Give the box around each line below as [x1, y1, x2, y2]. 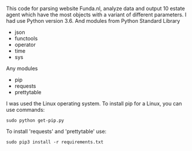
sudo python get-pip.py [6, 118, 65, 123]
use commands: [6, 107, 45, 113]
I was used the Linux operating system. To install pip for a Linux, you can [6, 100, 182, 107]
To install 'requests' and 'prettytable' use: [6, 128, 107, 135]
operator [14, 41, 36, 48]
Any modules [6, 65, 38, 72]
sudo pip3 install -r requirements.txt [6, 139, 104, 145]
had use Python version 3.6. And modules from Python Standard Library [6, 18, 180, 24]
